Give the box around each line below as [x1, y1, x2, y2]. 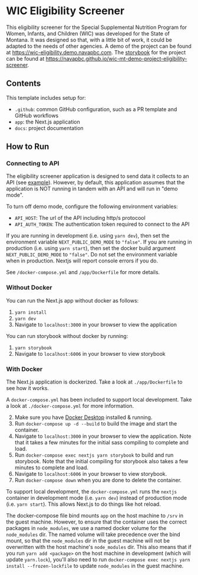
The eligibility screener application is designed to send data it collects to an [6, 173, 190, 180]
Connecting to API [6, 160, 60, 168]
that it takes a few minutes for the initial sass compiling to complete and [14, 439, 189, 446]
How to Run [6, 142, 49, 152]
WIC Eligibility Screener [6, 4, 125, 18]
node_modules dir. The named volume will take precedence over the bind [6, 531, 181, 538]
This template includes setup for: [6, 94, 87, 101]
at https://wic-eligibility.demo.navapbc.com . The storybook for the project [6, 48, 186, 56]
